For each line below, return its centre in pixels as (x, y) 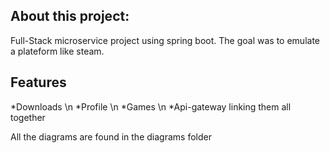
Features (38, 82)
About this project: (70, 16)
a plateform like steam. (57, 51)
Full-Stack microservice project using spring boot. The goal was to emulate (165, 40)
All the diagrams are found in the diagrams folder (111, 136)
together (28, 117)
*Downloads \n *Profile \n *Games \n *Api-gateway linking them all (151, 106)
